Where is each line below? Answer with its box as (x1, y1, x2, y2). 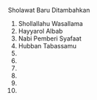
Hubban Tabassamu (18, 42, 77, 50)
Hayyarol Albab (18, 27, 63, 35)
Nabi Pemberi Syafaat (18, 34, 82, 43)
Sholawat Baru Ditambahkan (8, 6, 91, 14)
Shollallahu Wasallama (18, 20, 84, 27)
